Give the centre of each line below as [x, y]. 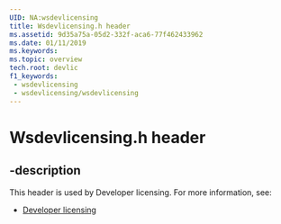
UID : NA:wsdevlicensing [54, 18]
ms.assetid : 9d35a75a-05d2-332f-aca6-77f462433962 [106, 34]
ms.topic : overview [46, 59]
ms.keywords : [34, 51]
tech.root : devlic [44, 68]
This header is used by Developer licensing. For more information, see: [140, 192]
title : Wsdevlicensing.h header [70, 26]
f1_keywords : [34, 76]
